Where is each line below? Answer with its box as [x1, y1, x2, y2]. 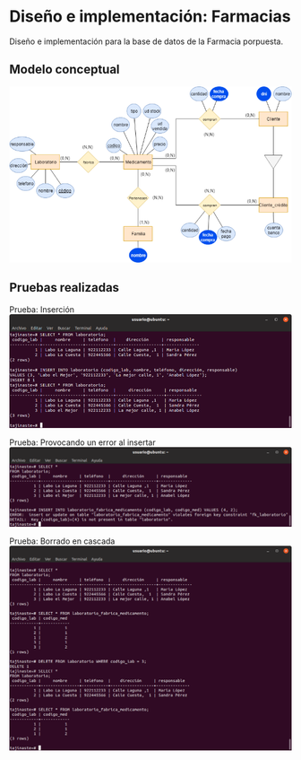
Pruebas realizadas [9, 280, 119, 295]
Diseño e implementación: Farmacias [9, 6, 291, 27]
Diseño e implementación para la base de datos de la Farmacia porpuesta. [9, 36, 284, 47]
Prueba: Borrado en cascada [9, 536, 116, 546]
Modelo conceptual [9, 62, 120, 77]
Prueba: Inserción [9, 303, 74, 315]
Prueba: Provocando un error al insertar [9, 437, 156, 448]
